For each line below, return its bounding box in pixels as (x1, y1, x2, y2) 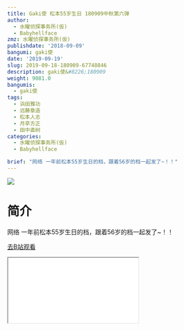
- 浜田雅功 (13, 101, 41, 108)
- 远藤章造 (13, 107, 41, 114)
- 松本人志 (13, 113, 41, 120)
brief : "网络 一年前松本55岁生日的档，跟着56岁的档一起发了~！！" (7, 158, 178, 165)
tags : (7, 94, 23, 101)
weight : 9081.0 (7, 74, 51, 82)
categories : (7, 133, 42, 140)
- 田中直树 (13, 126, 41, 133)
